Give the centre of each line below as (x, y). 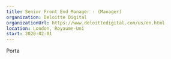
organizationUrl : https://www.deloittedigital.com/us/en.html (85, 23)
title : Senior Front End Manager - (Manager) (64, 12)
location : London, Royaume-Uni (45, 28)
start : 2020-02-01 (29, 34)
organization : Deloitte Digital (46, 17)
